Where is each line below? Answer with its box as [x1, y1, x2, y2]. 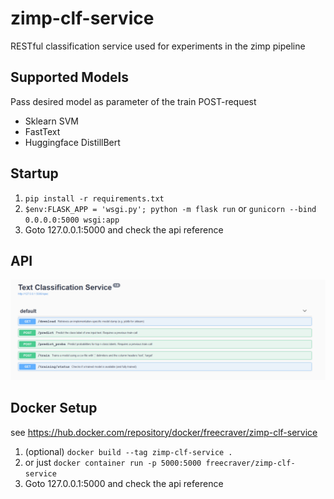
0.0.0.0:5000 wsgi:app [24, 215, 120, 225]
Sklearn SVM [24, 115, 79, 127]
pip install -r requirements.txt [24, 193, 165, 204]
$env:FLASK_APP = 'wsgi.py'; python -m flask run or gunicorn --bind [24, 202, 317, 214]
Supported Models [10, 69, 129, 86]
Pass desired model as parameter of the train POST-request [10, 95, 257, 107]
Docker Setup [10, 400, 98, 417]
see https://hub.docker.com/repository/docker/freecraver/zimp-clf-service [10, 426, 318, 438]
